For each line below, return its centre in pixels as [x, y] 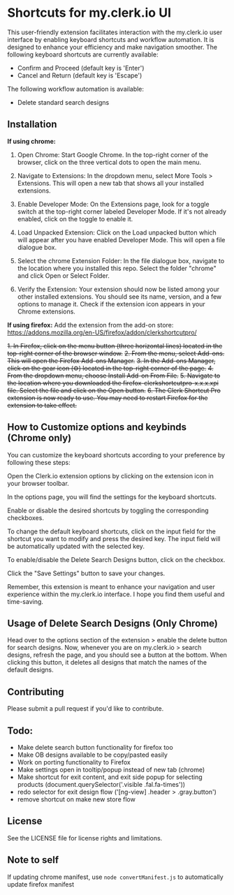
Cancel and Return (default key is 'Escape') [80, 75]
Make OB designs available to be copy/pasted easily [92, 755]
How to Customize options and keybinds [97, 427]
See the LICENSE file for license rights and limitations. [85, 838]
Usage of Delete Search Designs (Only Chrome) [112, 623]
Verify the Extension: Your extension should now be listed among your [118, 289]
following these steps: [39, 462]
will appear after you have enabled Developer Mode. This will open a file [121, 239]
